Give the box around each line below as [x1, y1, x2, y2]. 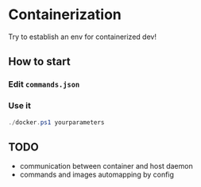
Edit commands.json [8, 79, 80, 90]
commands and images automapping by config [19, 169, 175, 180]
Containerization [8, 6, 122, 24]
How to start [8, 55, 71, 68]
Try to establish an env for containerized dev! [8, 32, 157, 41]
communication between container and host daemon [19, 162, 193, 171]
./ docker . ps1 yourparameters [8, 118, 105, 127]
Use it [8, 100, 32, 111]
